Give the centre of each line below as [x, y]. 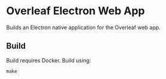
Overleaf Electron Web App [76, 11]
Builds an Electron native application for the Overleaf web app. [83, 27]
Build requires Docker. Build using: [49, 60]
